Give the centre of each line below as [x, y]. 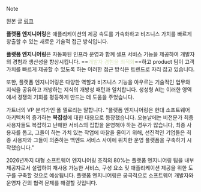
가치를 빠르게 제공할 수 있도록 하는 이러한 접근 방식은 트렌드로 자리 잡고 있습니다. [100, 69]
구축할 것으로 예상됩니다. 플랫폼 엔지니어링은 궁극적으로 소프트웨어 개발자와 [105, 175]
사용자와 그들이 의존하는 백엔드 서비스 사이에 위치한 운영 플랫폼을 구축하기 [99, 140]
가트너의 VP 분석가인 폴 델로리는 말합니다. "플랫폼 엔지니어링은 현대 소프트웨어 [98, 110]
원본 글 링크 [20, 21]
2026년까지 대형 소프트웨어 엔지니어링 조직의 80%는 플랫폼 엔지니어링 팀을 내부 [100, 160]
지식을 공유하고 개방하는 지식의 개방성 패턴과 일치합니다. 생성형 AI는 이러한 [94, 89]
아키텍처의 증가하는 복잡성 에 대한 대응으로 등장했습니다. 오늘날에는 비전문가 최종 [100, 117]
